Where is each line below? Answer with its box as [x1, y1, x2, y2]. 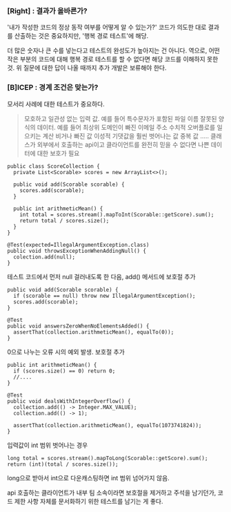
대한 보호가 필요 [37, 149, 80, 157]
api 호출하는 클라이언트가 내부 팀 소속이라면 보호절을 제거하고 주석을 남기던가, [7, 489, 217, 497]
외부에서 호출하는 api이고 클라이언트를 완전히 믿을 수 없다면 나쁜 [37, 140, 210, 149]
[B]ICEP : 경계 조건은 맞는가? [7, 83, 99, 93]
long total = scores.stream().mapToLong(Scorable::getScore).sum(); [7, 455, 208, 462]
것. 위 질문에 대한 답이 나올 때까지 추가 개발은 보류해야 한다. [7, 64, 167, 72]
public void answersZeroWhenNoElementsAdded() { [7, 323, 150, 330]
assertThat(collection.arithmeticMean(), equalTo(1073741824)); [13, 421, 202, 429]
